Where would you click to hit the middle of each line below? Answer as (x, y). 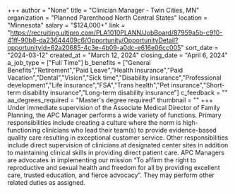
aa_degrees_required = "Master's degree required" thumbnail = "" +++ (110, 100)
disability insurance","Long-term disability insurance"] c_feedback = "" (125, 92)
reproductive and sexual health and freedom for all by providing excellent (114, 168)
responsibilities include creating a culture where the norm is (94, 122)
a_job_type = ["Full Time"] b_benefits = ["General (79, 62)
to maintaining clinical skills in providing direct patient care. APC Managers (116, 152)
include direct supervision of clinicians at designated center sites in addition (118, 145)
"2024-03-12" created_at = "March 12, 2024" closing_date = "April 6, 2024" (117, 55)
